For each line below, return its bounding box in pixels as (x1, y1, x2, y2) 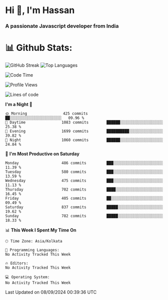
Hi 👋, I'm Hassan (5, 5, 75, 16)
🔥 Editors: (5, 261, 29, 266)
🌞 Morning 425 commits (5, 111, 88, 116)
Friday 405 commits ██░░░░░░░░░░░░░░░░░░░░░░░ (5, 196, 163, 201)
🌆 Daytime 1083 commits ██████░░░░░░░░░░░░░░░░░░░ (5, 120, 163, 125)
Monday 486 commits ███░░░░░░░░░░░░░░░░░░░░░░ (5, 161, 163, 166)
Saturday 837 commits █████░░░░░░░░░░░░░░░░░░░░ (5, 205, 163, 210)
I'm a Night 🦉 (5, 101, 33, 107)
